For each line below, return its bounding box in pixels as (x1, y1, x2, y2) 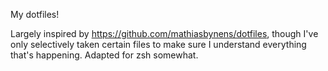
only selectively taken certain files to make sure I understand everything (10, 39, 307, 50)
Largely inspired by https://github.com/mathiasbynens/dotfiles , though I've (10, 28, 319, 39)
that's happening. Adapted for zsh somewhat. (10, 49, 199, 61)
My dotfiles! (10, 9, 60, 20)
